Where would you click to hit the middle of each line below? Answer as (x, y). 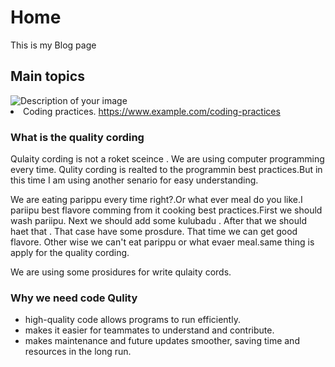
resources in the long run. (78, 352)
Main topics (47, 76)
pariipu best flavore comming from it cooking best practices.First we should (166, 210)
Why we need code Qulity (74, 298)
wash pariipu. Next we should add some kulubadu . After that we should (158, 221)
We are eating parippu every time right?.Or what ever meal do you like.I (156, 200)
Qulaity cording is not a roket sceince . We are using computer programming (167, 159)
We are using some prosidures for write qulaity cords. (121, 272)
